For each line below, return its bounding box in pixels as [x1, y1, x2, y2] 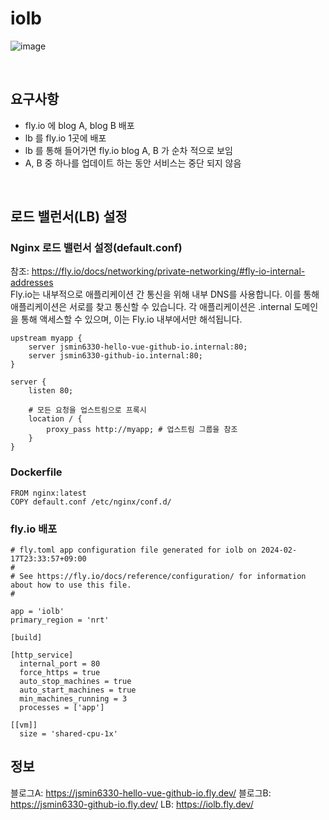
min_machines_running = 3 [19, 694, 128, 704]
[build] [10, 633, 43, 643]
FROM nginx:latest [10, 488, 87, 498]
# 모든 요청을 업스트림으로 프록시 [28, 405, 147, 416]
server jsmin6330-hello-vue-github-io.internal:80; [28, 342, 248, 352]
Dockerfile [10, 465, 63, 479]
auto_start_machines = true [19, 685, 137, 696]
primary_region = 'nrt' [10, 615, 110, 626]
